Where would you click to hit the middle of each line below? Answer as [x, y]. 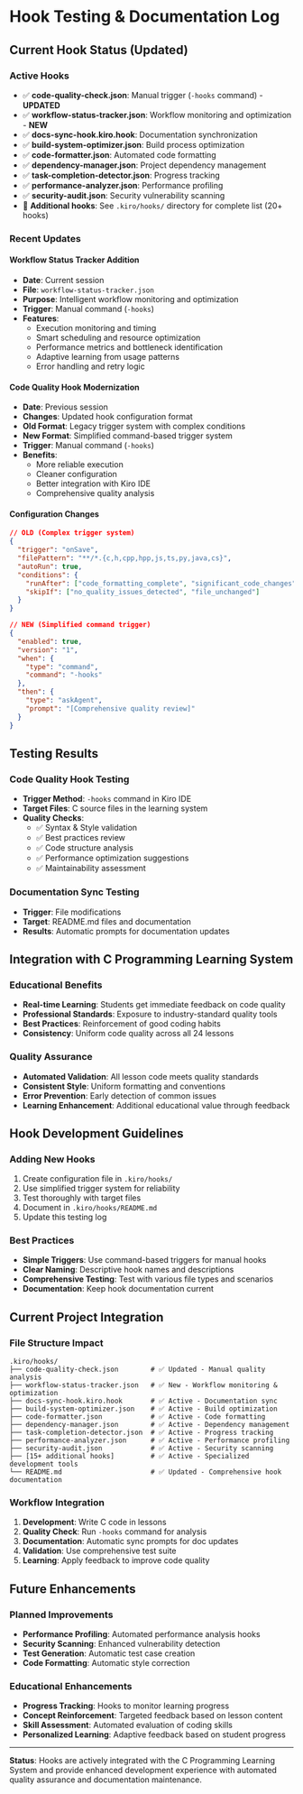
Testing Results [54, 754]
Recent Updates [45, 238]
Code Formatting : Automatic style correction [106, 1663]
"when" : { [36, 658]
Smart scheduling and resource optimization [118, 337]
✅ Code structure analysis [84, 848]
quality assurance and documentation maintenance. [106, 1780]
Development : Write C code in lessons [94, 1523]
